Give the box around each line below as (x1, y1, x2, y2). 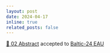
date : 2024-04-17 (6, 14, 48, 20)
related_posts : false (6, 24, 59, 31)
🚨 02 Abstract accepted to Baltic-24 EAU (6, 40, 104, 47)
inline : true (6, 19, 38, 25)
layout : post (6, 8, 38, 14)
